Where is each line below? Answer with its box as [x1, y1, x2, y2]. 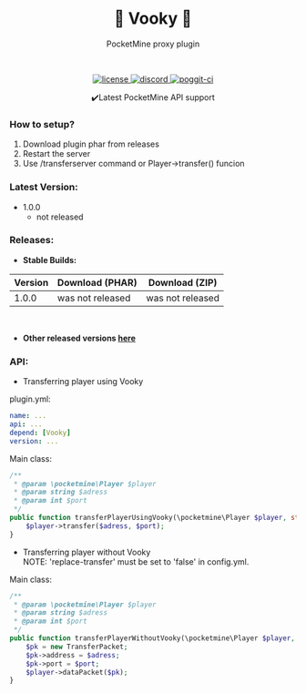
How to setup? [9, 117, 76, 130]
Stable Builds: [22, 254, 77, 265]
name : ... [9, 412, 47, 421]
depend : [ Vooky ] [9, 428, 71, 437]
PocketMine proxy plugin [106, 38, 200, 49]
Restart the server [22, 148, 91, 159]
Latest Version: [9, 181, 79, 194]
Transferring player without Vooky [22, 546, 151, 557]
